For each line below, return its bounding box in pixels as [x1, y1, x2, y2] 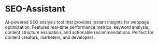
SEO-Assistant [5, 3, 65, 14]
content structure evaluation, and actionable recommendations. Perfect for [5, 29, 154, 35]
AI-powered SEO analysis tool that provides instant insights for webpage [5, 19, 150, 25]
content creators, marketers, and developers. [5, 34, 95, 40]
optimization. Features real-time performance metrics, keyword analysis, [5, 24, 150, 30]
